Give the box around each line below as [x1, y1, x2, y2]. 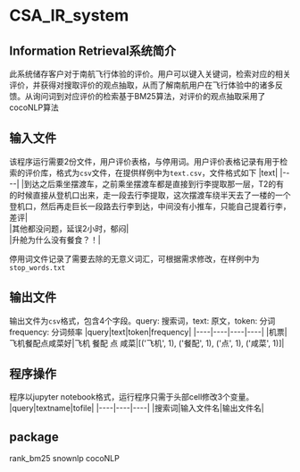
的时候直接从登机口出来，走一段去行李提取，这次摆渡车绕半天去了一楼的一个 [9, 190, 291, 200]
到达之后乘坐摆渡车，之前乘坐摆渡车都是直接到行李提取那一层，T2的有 [23, 178, 284, 189]
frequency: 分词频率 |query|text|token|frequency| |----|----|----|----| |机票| [9, 326, 287, 337]
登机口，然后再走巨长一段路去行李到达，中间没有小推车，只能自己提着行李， [9, 200, 291, 211]
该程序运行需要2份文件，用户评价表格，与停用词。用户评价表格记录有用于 [9, 156, 280, 166]
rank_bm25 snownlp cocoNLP [9, 453, 121, 464]
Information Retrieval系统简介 [9, 43, 177, 58]
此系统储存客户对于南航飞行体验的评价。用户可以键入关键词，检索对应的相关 [9, 69, 291, 79]
